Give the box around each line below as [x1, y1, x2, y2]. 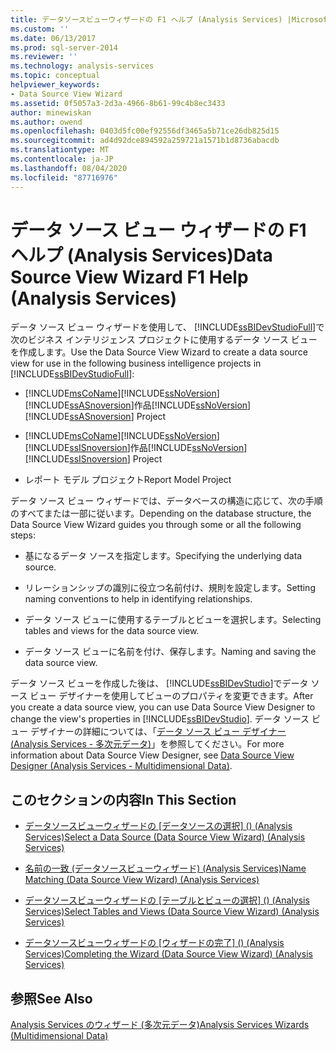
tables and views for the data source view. [24, 625, 200, 637]
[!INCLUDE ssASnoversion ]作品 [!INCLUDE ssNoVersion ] [24, 399, 252, 411]
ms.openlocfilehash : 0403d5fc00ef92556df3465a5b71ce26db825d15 [10, 126, 280, 136]
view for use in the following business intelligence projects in [10, 357, 262, 370]
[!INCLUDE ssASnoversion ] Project [24, 411, 167, 423]
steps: [10, 529, 36, 541]
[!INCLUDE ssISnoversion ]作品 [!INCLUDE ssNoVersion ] [24, 442, 248, 454]
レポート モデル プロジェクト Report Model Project [24, 474, 232, 486]
